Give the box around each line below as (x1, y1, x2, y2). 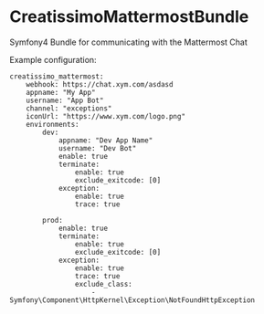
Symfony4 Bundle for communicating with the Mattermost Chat (9, 37, 248, 47)
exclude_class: (74, 279, 132, 288)
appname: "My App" (26, 88, 96, 97)
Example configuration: (9, 54, 98, 65)
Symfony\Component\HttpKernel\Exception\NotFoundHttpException (9, 295, 256, 305)
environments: (26, 120, 79, 129)
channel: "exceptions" (26, 103, 112, 113)
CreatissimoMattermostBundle (9, 6, 249, 27)
